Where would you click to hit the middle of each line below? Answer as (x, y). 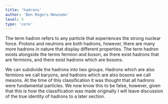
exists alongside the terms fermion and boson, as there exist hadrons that (82, 55)
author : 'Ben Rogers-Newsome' (37, 15)
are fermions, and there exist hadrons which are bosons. (64, 60)
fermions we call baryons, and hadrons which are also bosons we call (78, 75)
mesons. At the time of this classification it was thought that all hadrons (80, 80)
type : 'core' (19, 24)
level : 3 (14, 19)
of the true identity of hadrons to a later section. (55, 96)
